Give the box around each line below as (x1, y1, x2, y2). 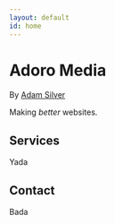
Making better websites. (9, 107, 98, 117)
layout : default (9, 13, 70, 22)
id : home (9, 22, 42, 30)
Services (9, 133, 61, 148)
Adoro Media (9, 60, 107, 81)
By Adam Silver (9, 90, 66, 100)
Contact (9, 183, 55, 198)
